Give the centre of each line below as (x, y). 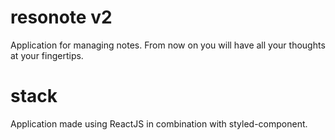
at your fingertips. (47, 55)
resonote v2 (61, 17)
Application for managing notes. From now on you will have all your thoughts (168, 45)
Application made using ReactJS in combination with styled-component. (159, 123)
